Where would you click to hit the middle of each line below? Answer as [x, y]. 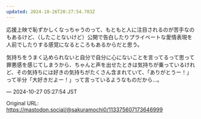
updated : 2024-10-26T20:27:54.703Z [51, 12]
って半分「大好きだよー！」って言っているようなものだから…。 [84, 80]
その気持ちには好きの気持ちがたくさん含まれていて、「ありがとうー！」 [104, 72]
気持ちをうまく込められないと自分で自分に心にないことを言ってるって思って [100, 57]
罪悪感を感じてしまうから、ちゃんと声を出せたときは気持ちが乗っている [95, 65]
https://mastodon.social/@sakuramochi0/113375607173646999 [85, 109]
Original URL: [22, 103]
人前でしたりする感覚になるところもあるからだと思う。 [74, 44]
